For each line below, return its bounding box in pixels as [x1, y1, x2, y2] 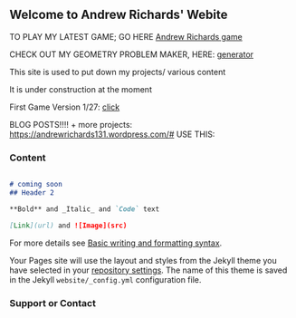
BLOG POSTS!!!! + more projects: [9, 119, 133, 130]
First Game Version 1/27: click [9, 101, 120, 112]
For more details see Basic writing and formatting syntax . [9, 237, 223, 248]
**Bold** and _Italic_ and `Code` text [9, 204, 160, 214]
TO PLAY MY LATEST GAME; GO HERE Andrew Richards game [9, 31, 243, 42]
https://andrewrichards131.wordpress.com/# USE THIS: [9, 129, 215, 140]
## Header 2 [9, 188, 54, 198]
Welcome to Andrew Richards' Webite [9, 7, 228, 23]
